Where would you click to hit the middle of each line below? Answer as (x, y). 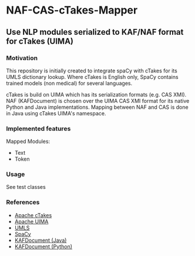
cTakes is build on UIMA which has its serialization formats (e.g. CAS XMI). (96, 94)
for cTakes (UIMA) (40, 41)
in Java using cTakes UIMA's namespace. (56, 113)
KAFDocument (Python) (43, 246)
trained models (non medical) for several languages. (69, 83)
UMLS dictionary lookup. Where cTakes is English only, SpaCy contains (92, 77)
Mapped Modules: (28, 141)
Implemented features (38, 128)
